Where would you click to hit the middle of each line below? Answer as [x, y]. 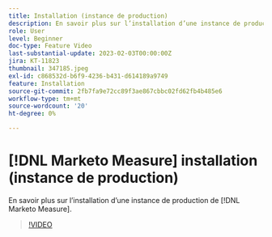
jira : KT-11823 [34, 61]
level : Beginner [36, 38]
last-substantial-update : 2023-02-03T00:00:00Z [90, 53]
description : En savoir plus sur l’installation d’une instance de [125, 23]
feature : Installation [47, 83]
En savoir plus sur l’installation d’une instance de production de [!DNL [124, 200]
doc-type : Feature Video [50, 46]
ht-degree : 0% [32, 114]
